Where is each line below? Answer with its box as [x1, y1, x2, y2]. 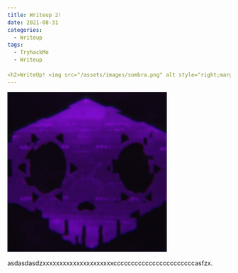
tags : [7, 41, 23, 49]
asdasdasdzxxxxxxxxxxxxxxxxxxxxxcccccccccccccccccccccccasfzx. [7, 259, 213, 267]
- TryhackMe [13, 49, 50, 56]
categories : [7, 26, 42, 33]
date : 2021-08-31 [7, 18, 59, 26]
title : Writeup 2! [7, 11, 62, 18]
